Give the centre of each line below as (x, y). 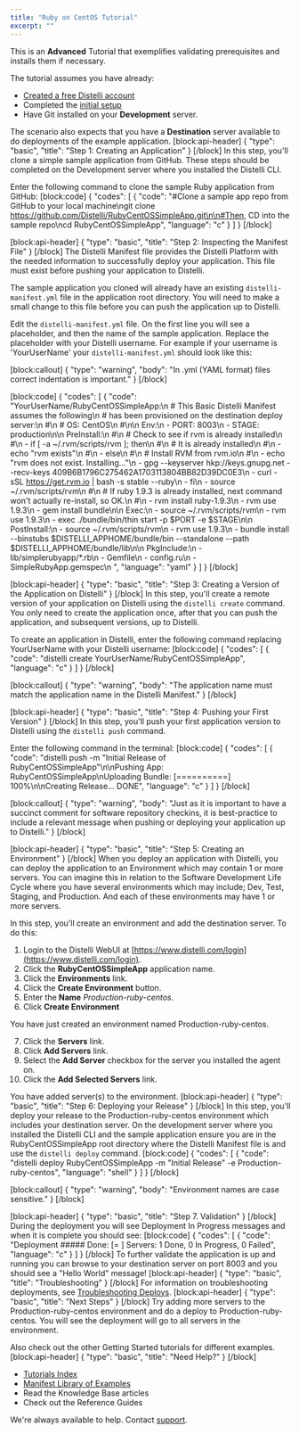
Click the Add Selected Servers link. (90, 1079)
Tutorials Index (50, 1373)
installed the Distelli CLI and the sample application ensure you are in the (143, 1134)
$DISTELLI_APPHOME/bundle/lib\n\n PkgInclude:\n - (106, 548)
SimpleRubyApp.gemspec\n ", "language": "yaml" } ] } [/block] (124, 566)
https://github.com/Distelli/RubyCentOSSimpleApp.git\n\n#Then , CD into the (150, 215)
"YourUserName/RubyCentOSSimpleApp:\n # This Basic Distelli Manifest (143, 406)
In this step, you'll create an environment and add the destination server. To (149, 923)
